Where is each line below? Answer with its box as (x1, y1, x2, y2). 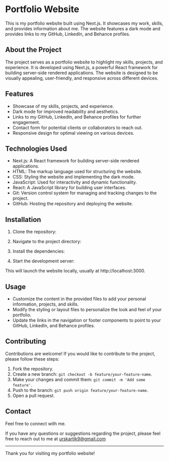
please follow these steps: (5, 356, 59, 362)
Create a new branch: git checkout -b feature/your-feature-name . (12, 371, 152, 377)
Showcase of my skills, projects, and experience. (12, 103, 114, 109)
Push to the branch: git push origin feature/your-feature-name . (12, 387, 148, 393)
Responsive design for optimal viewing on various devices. (12, 130, 135, 136)
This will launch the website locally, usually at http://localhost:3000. (5, 268, 146, 274)
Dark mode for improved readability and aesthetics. (12, 108, 119, 114)
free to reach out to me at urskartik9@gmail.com (5, 435, 106, 442)
